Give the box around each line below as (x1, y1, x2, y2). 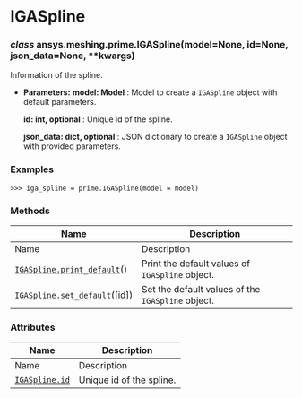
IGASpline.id (14, 375, 71, 385)
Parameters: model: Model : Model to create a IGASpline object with (22, 87, 278, 98)
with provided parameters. (22, 141, 122, 151)
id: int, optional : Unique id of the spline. (22, 114, 173, 125)
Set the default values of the (141, 283, 261, 296)
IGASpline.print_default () (14, 263, 128, 275)
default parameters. (22, 97, 97, 108)
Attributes (10, 321, 56, 333)
